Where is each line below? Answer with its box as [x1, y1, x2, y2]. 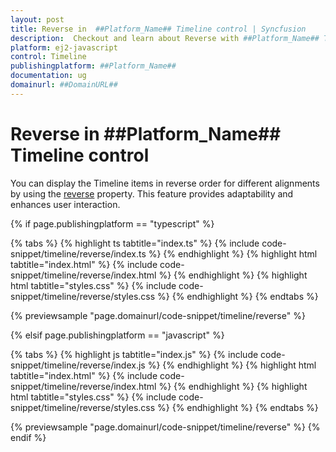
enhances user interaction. [10, 198, 121, 210]
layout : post [10, 14, 65, 25]
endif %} [10, 431, 47, 443]
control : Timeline [10, 52, 87, 62]
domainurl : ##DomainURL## [10, 80, 118, 90]
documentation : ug [10, 71, 87, 81]
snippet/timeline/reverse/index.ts [10, 247, 147, 260]
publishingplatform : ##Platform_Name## [10, 61, 177, 71]
